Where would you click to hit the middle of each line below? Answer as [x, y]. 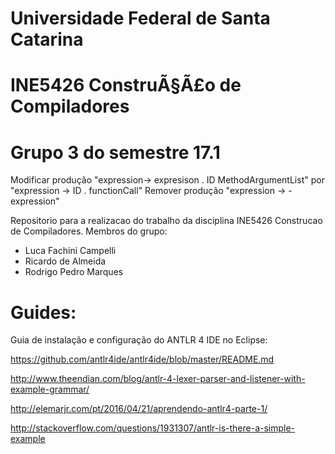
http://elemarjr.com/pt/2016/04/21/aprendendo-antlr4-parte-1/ [139, 409]
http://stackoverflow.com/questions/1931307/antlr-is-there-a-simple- [153, 428]
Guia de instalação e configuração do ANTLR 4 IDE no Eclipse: [139, 340]
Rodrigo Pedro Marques [74, 272]
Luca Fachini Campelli [70, 251]
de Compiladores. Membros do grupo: [89, 231]
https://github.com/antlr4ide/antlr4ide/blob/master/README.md [142, 359]
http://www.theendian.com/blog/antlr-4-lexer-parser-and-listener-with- [158, 379]
